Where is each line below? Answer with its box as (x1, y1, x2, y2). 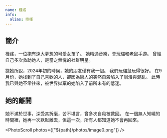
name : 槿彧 (5, 7, 27, 13)
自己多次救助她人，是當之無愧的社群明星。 (5, 57, 93, 63)
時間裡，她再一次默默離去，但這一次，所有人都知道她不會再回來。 (5, 117, 141, 123)
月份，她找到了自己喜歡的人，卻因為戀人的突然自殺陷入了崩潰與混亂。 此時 (5, 74, 160, 80)
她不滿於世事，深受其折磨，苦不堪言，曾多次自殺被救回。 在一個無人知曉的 (5, 111, 160, 116)
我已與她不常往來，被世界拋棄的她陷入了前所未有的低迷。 (5, 80, 124, 86)
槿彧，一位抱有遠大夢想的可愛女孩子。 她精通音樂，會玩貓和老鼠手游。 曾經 (5, 51, 161, 57)
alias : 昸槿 (10, 17, 34, 22)
